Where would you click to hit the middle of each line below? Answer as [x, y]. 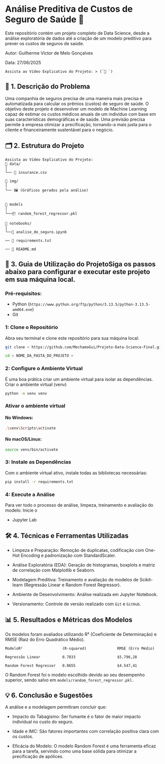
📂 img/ [12, 181]
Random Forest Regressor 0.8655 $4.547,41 [71, 666]
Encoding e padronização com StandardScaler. [69, 555]
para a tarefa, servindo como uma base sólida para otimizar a [74, 751]
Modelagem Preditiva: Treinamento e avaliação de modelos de [75, 579]
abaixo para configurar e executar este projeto [78, 272]
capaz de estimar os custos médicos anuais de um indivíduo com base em [81, 114]
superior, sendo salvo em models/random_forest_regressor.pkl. [70, 680]
